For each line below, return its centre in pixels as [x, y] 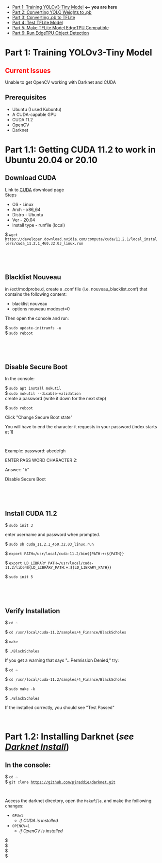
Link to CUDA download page [34, 190]
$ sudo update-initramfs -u [33, 327]
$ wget [11, 234]
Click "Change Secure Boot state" [39, 417]
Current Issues [28, 70]
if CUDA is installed [39, 821]
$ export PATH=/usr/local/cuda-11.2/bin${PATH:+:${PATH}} [65, 554]
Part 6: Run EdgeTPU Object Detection [50, 33]
